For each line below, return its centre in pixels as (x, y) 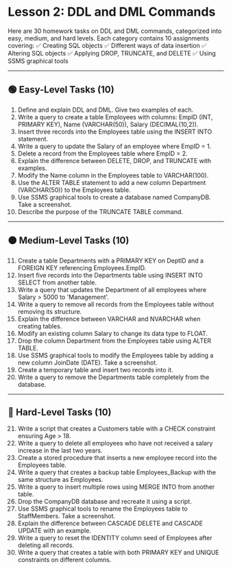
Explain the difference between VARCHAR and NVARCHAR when (109, 319)
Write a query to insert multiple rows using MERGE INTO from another (116, 487)
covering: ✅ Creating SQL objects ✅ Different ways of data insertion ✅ (107, 45)
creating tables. (40, 326)
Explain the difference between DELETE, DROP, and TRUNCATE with (114, 160)
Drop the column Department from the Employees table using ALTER (114, 341)
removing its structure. (50, 311)
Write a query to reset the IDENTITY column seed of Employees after (115, 538)
